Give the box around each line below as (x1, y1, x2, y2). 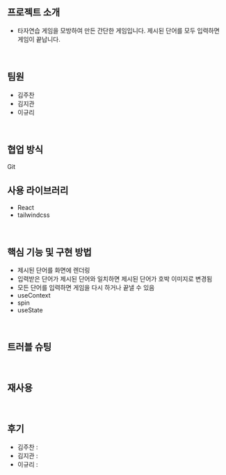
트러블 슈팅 (7, 341, 52, 353)
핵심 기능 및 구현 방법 (7, 246, 92, 258)
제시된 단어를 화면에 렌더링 (17, 266, 90, 275)
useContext (17, 291, 51, 300)
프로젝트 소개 (7, 6, 60, 19)
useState (17, 306, 43, 314)
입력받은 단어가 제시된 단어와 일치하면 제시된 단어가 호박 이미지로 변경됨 (17, 275, 213, 283)
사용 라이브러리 (7, 184, 69, 196)
